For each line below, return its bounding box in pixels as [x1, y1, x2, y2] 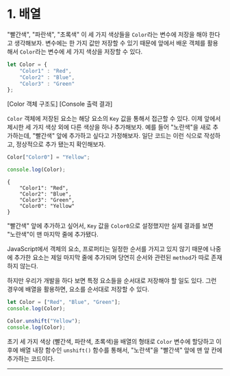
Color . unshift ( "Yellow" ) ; [7, 317, 81, 325]
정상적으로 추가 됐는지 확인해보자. [16, 140, 106, 148]
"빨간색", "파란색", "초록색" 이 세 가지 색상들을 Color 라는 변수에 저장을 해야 [7, 30, 207, 38]
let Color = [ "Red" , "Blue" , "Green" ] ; [7, 299, 121, 306]
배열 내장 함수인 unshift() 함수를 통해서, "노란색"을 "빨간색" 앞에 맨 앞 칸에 [19, 346, 222, 354]
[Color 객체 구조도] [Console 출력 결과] [7, 100, 113, 108]
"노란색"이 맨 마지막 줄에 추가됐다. [7, 231, 99, 239]
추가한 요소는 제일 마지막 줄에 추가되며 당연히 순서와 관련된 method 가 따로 [14, 253, 210, 261]
